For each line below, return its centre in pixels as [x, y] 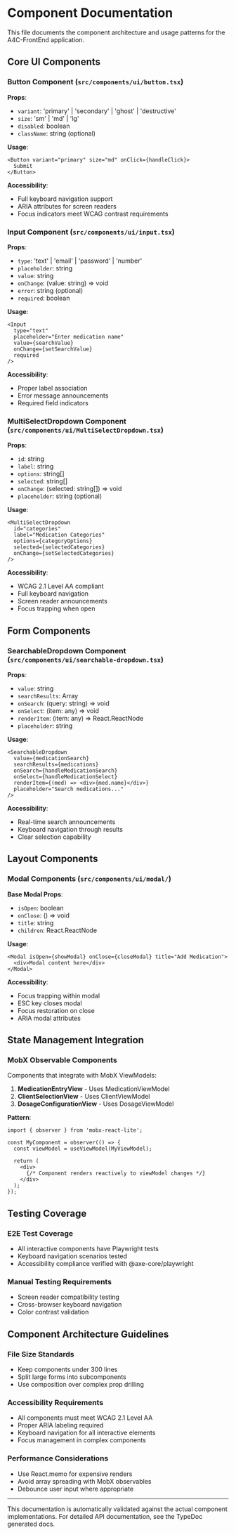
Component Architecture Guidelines [88, 1334]
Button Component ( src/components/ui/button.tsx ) [96, 82]
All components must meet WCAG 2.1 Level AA [85, 1418]
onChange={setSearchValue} [53, 349]
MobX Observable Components [62, 1060]
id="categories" [37, 529]
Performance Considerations [58, 1458]
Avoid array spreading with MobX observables [84, 1481]
